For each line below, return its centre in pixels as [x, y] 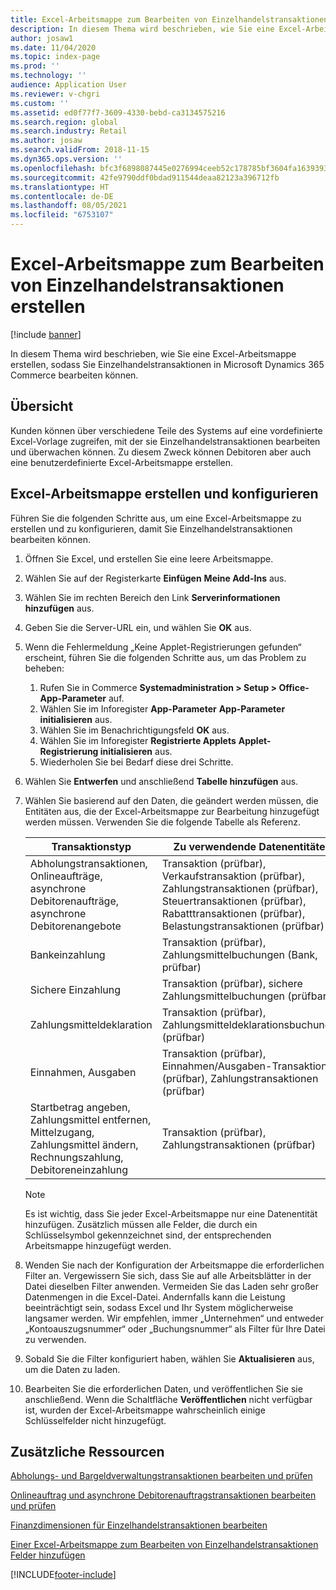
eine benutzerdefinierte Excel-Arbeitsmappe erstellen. [122, 462]
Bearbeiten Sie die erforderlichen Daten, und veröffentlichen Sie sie [163, 1388]
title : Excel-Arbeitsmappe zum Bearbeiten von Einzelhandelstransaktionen [169, 19]
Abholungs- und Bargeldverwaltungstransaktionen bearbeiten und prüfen [161, 1476]
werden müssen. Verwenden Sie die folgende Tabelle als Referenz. [162, 822]
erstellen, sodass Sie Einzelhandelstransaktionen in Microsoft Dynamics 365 [167, 364]
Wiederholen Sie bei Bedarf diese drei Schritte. [136, 762]
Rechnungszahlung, [76, 1157]
